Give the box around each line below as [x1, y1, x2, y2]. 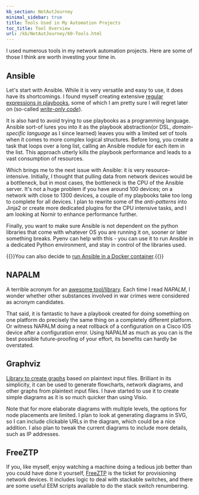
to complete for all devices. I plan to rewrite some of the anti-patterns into [6, 198, 187, 205]
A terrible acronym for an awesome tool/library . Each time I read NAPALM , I [6, 286, 190, 293]
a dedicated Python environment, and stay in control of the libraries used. [6, 241, 186, 248]
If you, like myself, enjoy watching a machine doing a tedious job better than [6, 463, 192, 471]
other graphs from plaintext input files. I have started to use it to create [6, 387, 179, 394]
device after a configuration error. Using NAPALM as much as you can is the [6, 328, 192, 336]
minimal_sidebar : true [6, 14, 62, 20]
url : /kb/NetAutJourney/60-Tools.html [6, 31, 102, 37]
